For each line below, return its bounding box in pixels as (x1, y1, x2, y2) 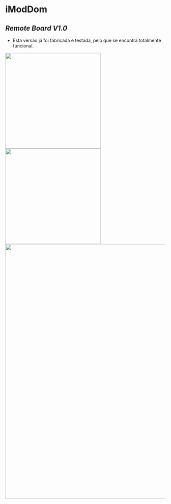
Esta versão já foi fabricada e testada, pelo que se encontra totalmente (12, 37, 161, 43)
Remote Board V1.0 (5, 24, 68, 33)
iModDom (5, 4, 47, 15)
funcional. (12, 43, 34, 49)
